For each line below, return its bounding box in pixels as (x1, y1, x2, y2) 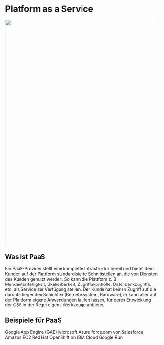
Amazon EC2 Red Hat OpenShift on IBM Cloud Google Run (5, 334, 123, 340)
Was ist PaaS (5, 253, 45, 261)
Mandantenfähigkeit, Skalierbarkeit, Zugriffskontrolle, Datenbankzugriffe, (5, 281, 152, 287)
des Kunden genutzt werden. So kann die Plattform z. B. (5, 276, 118, 282)
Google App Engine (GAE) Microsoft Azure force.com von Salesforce (5, 329, 143, 335)
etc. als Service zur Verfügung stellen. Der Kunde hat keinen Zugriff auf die (5, 286, 156, 292)
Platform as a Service (5, 3, 94, 15)
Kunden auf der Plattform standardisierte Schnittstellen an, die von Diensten (5, 271, 158, 277)
